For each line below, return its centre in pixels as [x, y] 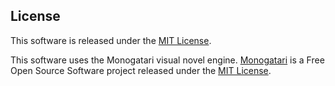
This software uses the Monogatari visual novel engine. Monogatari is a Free [167, 60]
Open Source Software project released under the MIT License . [141, 70]
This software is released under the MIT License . [111, 40]
